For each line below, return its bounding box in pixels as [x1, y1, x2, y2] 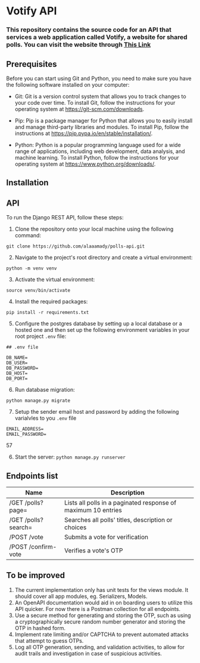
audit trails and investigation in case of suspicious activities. [14, 650, 162, 657]
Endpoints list [6, 470, 58, 481]
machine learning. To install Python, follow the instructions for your [14, 154, 180, 161]
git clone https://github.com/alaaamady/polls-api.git [6, 243, 145, 249]
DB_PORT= [6, 375, 28, 382]
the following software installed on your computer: [6, 81, 130, 88]
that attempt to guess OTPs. [14, 637, 84, 644]
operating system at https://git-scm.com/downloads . [14, 105, 145, 112]
